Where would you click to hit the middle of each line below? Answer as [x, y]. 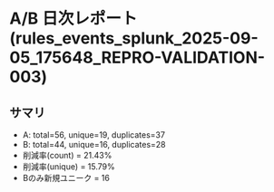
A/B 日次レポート [73, 19]
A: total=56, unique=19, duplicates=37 [94, 135]
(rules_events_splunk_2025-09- [134, 38]
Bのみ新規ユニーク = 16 [66, 178]
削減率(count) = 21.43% [67, 155]
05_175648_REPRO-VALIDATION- [137, 58]
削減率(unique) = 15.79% [68, 167]
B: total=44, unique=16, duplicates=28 [94, 144]
